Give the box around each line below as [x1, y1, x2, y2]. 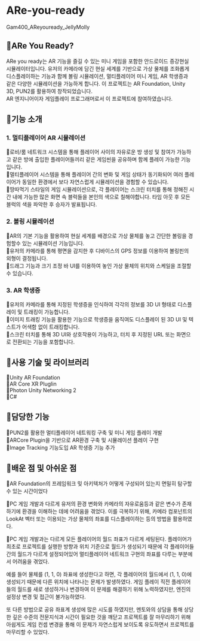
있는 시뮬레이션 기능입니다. [21, 239, 85, 246]
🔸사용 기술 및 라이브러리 [6, 357, 90, 368]
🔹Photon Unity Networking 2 [6, 386, 76, 393]
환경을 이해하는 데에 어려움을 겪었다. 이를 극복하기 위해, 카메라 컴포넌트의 [21, 508, 193, 515]
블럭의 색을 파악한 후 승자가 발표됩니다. [6, 201, 97, 208]
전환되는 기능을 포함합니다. [12, 338, 75, 345]
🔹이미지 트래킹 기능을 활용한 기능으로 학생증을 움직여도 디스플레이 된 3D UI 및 [6, 316, 187, 323]
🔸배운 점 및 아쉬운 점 [6, 463, 77, 474]
